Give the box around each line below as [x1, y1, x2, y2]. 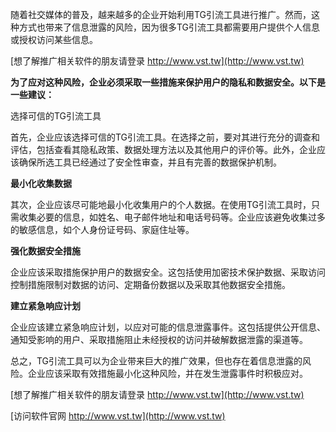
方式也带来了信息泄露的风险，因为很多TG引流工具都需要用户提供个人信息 [18, 21, 321, 33]
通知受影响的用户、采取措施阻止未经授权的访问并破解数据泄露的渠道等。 [10, 334, 308, 345]
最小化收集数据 [10, 178, 72, 189]
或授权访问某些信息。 [10, 34, 98, 45]
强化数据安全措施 [10, 245, 81, 257]
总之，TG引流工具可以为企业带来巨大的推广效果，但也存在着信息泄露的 [10, 355, 303, 367]
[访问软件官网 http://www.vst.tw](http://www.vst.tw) [10, 410, 226, 422]
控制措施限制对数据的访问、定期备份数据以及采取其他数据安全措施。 [10, 279, 291, 290]
